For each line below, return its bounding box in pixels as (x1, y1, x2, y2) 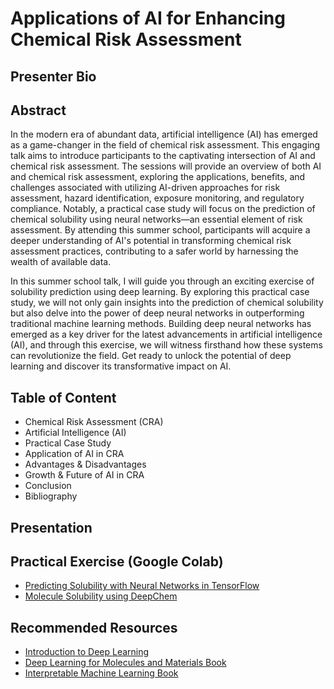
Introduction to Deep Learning (24, 646, 150, 658)
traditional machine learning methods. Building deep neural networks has (10, 318, 312, 330)
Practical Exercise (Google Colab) (10, 553, 224, 570)
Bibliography (24, 490, 78, 502)
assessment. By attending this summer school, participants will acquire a (10, 224, 311, 236)
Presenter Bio (10, 68, 97, 85)
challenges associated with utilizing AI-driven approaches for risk (10, 182, 281, 194)
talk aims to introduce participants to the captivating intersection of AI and (10, 150, 316, 162)
